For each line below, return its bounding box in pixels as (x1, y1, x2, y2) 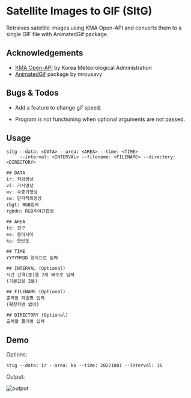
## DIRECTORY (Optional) (6, 312, 68, 319)
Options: (6, 351, 28, 358)
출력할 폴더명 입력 (6, 319, 45, 325)
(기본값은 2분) (6, 278, 38, 284)
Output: (6, 373, 25, 381)
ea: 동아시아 (6, 232, 34, 238)
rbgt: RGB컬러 (6, 202, 39, 208)
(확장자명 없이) (6, 302, 40, 308)
